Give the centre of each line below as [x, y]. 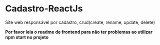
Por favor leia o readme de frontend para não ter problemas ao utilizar [79, 32]
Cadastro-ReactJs [44, 9]
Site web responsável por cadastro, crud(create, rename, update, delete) [80, 22]
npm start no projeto [27, 37]
